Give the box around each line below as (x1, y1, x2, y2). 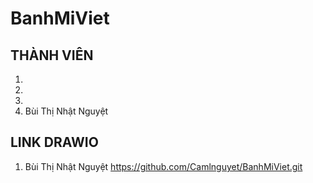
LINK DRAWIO (10, 134, 99, 151)
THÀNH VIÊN (10, 47, 94, 64)
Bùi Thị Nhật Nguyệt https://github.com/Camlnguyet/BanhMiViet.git (24, 160, 303, 172)
